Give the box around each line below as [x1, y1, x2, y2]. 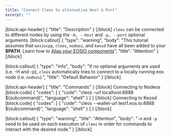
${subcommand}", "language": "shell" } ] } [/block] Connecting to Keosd [5, 95, 157, 101]
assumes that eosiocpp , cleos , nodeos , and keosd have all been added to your [5, 42, 166, 48]
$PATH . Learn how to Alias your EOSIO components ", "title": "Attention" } [5, 48, 159, 54]
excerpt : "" [5, 12, 31, 17]
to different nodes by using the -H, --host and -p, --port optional [5, 32, 145, 38]
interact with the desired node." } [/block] [5, 126, 92, 132]
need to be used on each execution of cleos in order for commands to [5, 121, 152, 127]
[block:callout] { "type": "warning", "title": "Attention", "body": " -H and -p [5, 115, 158, 121]
